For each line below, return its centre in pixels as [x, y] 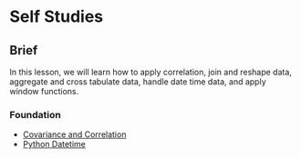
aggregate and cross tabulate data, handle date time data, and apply [138, 82]
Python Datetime [54, 144]
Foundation [35, 114]
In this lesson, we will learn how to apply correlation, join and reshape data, [150, 72]
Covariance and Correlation [74, 134]
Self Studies [56, 17]
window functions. [44, 91]
